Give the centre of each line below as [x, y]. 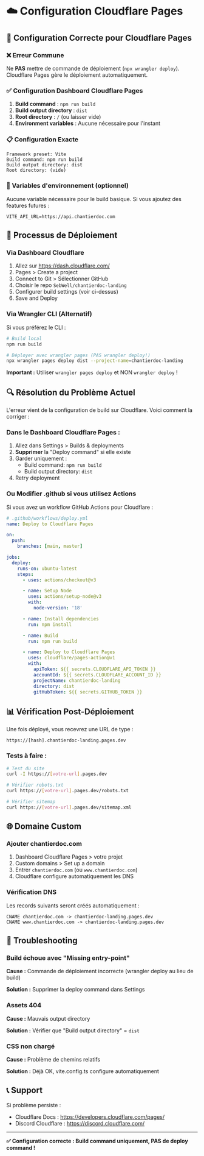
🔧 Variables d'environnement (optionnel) [67, 186]
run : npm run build [53, 641]
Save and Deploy [36, 298]
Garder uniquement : [41, 459]
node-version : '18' [58, 608]
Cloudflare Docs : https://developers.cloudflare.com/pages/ [90, 1117]
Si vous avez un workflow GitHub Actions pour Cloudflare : [80, 507]
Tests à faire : [27, 756]
